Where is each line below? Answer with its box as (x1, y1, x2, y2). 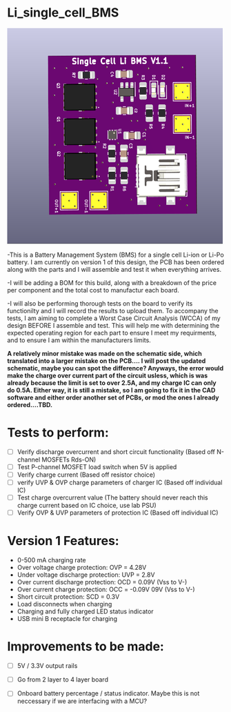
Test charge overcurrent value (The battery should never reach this (17, 493, 208, 502)
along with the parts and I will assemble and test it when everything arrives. (7, 265, 222, 273)
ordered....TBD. (7, 400, 53, 408)
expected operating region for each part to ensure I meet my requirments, (7, 328, 217, 337)
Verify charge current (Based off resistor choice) (17, 471, 156, 479)
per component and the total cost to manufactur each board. (7, 286, 179, 294)
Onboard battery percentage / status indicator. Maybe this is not (17, 689, 200, 698)
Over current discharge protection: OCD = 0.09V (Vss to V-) (17, 578, 188, 586)
